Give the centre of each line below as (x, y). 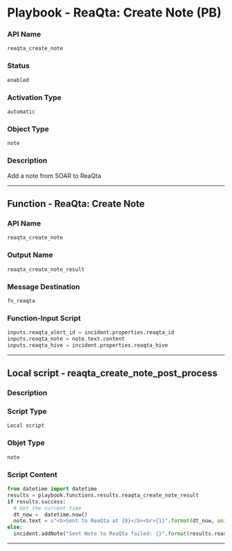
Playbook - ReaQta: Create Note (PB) (115, 13)
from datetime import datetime (52, 489)
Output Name (30, 255)
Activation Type (35, 97)
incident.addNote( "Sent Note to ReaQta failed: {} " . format (100, 534)
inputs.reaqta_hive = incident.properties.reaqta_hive (88, 345)
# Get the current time (47, 508)
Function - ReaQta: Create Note (76, 204)
